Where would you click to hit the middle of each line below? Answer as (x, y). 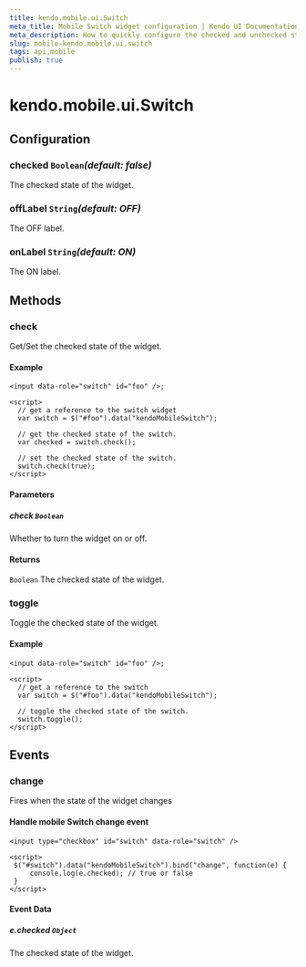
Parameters (32, 494)
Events (30, 755)
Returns (25, 559)
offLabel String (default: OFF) (75, 208)
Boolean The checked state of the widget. (87, 579)
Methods (36, 301)
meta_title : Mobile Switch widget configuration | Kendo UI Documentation (154, 26)
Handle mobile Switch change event (79, 821)
